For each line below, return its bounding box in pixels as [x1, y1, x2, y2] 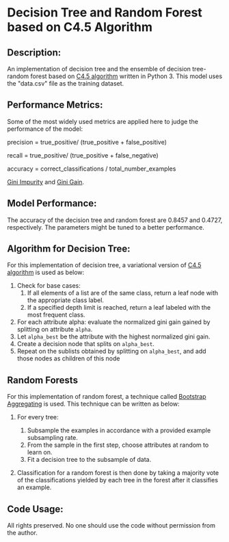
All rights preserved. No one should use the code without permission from [7, 521, 216, 530]
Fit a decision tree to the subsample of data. [27, 456, 152, 464]
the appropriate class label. [27, 296, 105, 304]
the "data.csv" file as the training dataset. [7, 79, 124, 87]
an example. [16, 483, 52, 491]
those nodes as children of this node [16, 354, 120, 362]
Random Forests [7, 374, 79, 386]
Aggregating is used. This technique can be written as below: [7, 399, 180, 408]
